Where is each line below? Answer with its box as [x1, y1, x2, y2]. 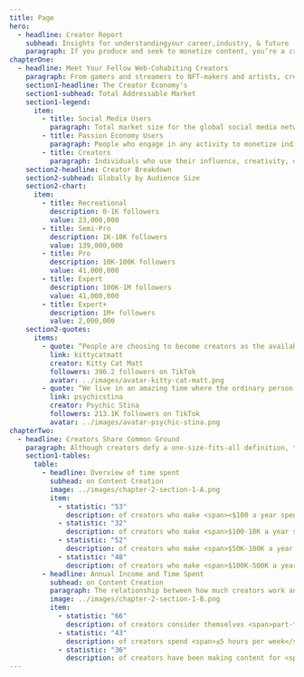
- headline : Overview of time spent [42, 469, 180, 478]
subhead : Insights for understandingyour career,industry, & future [25, 38, 290, 48]
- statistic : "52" [57, 536, 128, 545]
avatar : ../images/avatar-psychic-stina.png [49, 418, 221, 427]
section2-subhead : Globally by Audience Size [25, 173, 201, 182]
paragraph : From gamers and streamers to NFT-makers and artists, [25, 73, 281, 82]
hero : [9, 22, 30, 31]
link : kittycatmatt [49, 350, 124, 359]
